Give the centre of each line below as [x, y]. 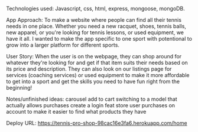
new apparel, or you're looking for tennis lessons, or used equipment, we [95, 32]
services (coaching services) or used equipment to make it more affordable [98, 75]
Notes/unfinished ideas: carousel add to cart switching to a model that [92, 99]
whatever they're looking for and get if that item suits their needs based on [97, 62]
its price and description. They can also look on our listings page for [89, 69]
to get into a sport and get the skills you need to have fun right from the [93, 81]
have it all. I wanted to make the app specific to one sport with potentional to [99, 39]
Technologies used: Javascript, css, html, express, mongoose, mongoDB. [95, 9]
